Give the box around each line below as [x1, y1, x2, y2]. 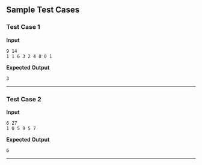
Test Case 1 [6, 23, 40, 31]
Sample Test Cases [6, 5, 80, 15]
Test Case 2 [6, 95, 42, 103]
